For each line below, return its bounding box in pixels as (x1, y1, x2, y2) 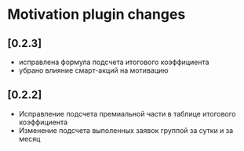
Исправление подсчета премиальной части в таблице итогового (18, 109, 236, 118)
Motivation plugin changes (7, 5, 186, 23)
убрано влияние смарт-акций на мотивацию (18, 66, 169, 75)
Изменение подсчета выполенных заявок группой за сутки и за (18, 125, 234, 135)
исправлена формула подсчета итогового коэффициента (18, 57, 209, 67)
